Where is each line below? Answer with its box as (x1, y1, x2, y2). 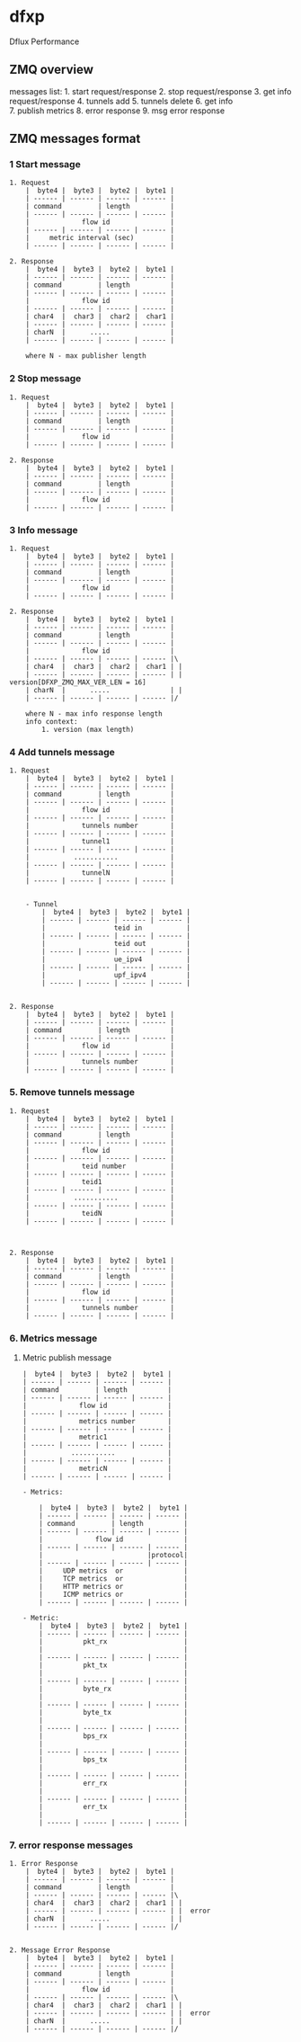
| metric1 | (22, 1432, 173, 1441)
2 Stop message (9, 372, 82, 385)
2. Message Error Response (9, 1946, 111, 1955)
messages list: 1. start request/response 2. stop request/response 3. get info (9, 85, 292, 96)
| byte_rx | (39, 1684, 189, 1693)
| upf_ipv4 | (41, 971, 191, 980)
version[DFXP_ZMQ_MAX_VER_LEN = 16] (9, 678, 146, 687)
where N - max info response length (25, 709, 164, 718)
